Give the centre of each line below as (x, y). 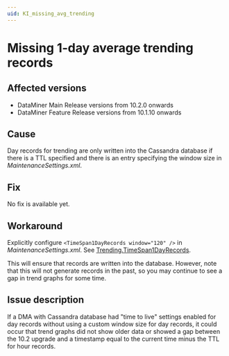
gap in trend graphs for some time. (57, 278)
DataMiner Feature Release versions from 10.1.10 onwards (99, 112)
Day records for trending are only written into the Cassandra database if (110, 151)
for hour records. (32, 346)
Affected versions (47, 88)
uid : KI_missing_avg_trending (51, 14)
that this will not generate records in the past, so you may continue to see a (115, 271)
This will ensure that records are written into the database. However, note (112, 264)
